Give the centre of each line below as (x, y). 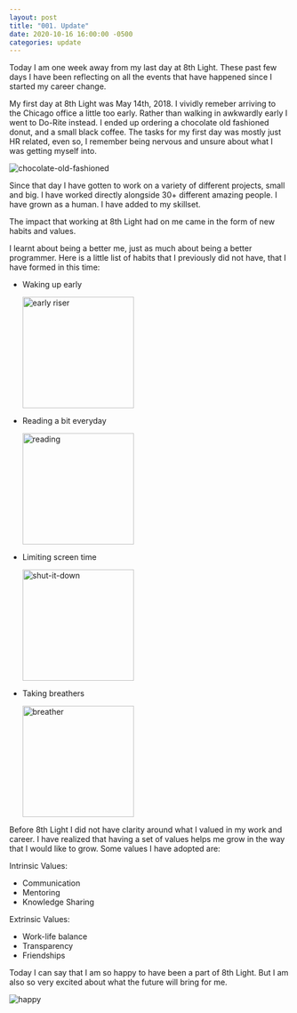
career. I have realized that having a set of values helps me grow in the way (147, 839)
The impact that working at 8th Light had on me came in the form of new (142, 222)
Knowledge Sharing (58, 902)
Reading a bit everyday (64, 421)
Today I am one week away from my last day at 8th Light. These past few (143, 68)
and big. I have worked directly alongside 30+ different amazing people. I (143, 195)
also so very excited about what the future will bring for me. (119, 982)
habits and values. (43, 231)
